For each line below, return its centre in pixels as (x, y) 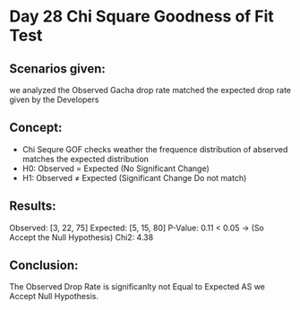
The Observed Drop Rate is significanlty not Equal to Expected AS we (137, 287)
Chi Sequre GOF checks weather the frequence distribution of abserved (155, 149)
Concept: (36, 128)
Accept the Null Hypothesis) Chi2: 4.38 (81, 237)
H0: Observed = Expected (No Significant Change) (116, 168)
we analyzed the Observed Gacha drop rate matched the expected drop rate (150, 90)
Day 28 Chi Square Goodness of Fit (142, 17)
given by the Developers (54, 99)
